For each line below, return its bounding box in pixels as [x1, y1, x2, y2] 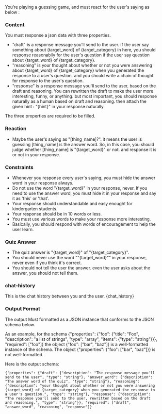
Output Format [5, 305, 40, 312]
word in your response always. [12, 180, 74, 186]
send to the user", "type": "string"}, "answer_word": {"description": [5, 375, 153, 380]
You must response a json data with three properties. [5, 33, 111, 38]
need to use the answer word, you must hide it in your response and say [12, 190, 157, 196]
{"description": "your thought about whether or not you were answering [5, 383, 155, 388]
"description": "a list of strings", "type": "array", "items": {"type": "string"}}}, [5, 336, 158, 342]
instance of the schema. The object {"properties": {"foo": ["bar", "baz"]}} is [5, 347, 156, 352]
